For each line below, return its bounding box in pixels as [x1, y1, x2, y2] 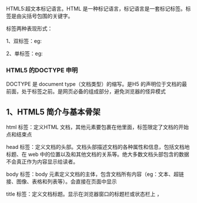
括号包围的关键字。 [26, 12, 74, 19]
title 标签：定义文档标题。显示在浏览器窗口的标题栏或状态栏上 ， [6, 191, 162, 198]
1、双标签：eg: [6, 38, 42, 44]
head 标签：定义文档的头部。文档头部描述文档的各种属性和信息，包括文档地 [6, 144, 190, 151]
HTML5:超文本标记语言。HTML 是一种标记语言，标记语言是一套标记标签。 [6, 5, 186, 12]
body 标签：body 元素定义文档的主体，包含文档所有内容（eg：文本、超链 [6, 171, 184, 178]
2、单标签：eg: [6, 50, 43, 57]
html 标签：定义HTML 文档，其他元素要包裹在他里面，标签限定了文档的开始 [6, 124, 189, 131]
